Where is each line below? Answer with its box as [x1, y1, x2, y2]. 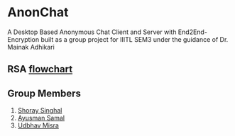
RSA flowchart [7, 63, 73, 75]
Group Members [7, 87, 82, 99]
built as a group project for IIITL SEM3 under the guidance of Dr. [40, 35, 229, 43]
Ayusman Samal [17, 114, 65, 123]
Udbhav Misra [17, 121, 59, 130]
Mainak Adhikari [7, 42, 55, 51]
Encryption [7, 35, 40, 43]
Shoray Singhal [17, 106, 62, 115]
